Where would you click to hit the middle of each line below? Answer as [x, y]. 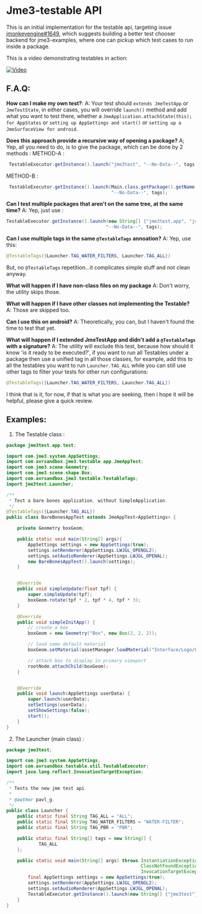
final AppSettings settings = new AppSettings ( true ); [96, 877]
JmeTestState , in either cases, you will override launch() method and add [96, 110]
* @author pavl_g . [32, 800]
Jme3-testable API [54, 11]
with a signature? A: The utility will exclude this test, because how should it [100, 346]
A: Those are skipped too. [38, 310]
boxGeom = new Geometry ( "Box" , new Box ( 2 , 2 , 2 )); [93, 633]
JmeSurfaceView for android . [42, 129]
